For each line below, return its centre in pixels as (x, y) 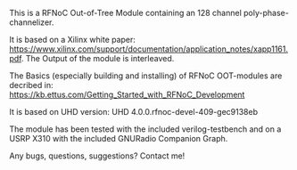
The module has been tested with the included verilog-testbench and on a (145, 129)
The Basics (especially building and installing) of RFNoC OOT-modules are (146, 76)
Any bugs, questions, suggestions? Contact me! (97, 156)
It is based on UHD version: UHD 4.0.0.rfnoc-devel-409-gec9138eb (134, 112)
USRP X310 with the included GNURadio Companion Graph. (119, 138)
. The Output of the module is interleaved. (98, 58)
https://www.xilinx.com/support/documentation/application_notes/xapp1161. (148, 49)
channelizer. (32, 22)
